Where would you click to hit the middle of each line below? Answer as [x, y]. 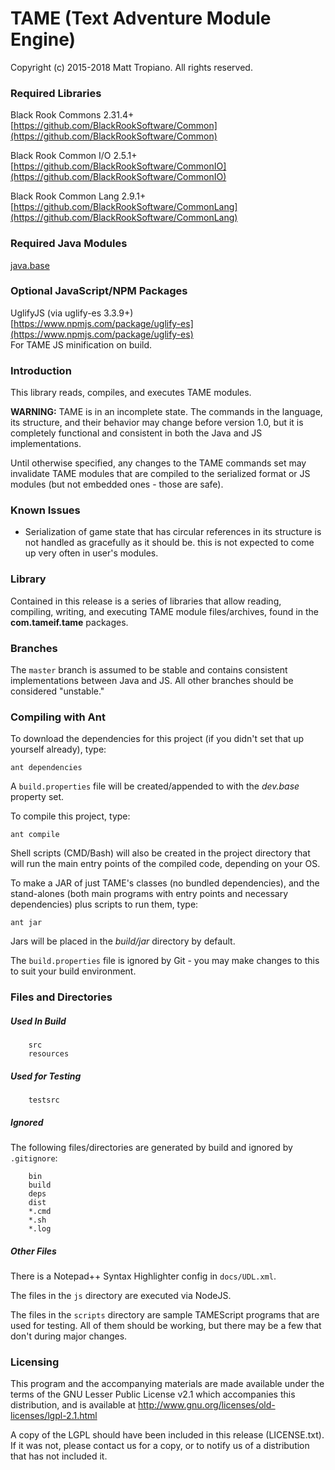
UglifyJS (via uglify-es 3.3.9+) [72, 313]
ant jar [26, 923]
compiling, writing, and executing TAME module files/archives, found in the [164, 611]
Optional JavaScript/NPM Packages [99, 291]
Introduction [41, 370]
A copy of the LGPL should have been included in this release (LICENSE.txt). [167, 1435]
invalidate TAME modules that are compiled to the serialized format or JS [160, 474]
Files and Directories [61, 997]
